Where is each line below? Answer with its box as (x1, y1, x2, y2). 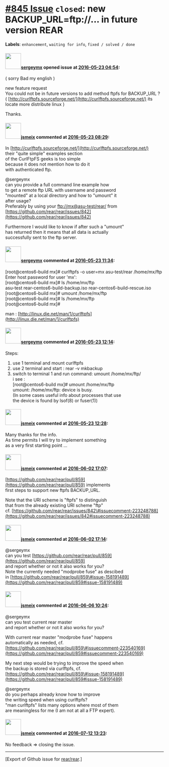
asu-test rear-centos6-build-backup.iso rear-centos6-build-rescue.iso (5, 285, 151, 291)
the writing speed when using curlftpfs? (5, 696, 88, 702)
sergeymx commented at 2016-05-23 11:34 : (21, 257, 115, 263)
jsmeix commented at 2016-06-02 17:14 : (21, 536, 108, 542)
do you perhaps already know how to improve (5, 691, 101, 697)
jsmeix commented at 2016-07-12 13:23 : (21, 730, 107, 736)
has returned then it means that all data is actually (5, 229, 109, 235)
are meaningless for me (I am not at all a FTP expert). (5, 707, 116, 713)
